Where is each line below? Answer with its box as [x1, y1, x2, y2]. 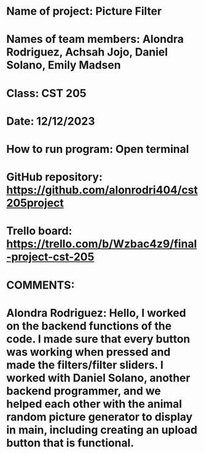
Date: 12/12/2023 [6, 114, 96, 128]
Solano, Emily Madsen [6, 58, 121, 72]
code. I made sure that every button [6, 332, 191, 346]
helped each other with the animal [6, 397, 183, 411]
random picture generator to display [6, 410, 193, 424]
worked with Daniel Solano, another [6, 371, 191, 385]
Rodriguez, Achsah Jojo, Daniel [6, 45, 168, 59]
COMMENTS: [6, 278, 75, 292]
